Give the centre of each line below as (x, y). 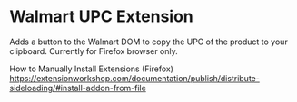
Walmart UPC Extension (101, 17)
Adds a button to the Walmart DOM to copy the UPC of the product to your (148, 42)
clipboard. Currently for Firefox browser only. (94, 51)
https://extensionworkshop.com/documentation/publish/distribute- (135, 78)
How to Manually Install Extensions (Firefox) (92, 69)
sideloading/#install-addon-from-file (78, 88)
